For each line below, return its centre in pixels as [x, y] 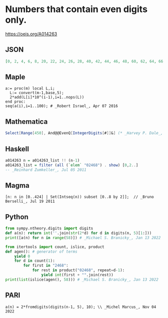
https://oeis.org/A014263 [31, 34]
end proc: [16, 102]
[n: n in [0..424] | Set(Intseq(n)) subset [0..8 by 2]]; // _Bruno [80, 197]
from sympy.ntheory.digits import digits [49, 228]
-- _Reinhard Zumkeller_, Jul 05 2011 [46, 170]
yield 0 [22, 256]
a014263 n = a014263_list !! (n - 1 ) [43, 160]
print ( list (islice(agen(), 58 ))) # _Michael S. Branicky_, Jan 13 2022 [82, 280]
